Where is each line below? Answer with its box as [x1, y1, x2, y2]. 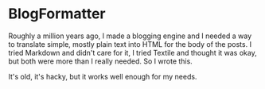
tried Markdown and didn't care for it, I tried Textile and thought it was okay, [8, 48, 257, 57]
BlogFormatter [8, 5, 106, 23]
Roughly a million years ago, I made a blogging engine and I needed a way [8, 31, 252, 41]
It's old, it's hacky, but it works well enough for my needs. [8, 72, 197, 81]
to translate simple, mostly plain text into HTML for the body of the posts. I [8, 39, 252, 48]
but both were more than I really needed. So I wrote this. [8, 56, 193, 66]
